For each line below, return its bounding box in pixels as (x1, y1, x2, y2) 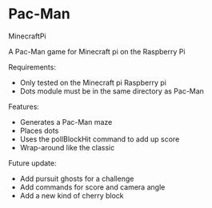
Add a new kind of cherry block (19, 190, 124, 200)
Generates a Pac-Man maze (19, 117, 113, 126)
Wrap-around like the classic (19, 142, 115, 152)
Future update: (8, 158, 57, 168)
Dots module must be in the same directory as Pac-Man (19, 86, 204, 96)
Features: (8, 102, 40, 111)
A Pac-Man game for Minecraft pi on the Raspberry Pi (8, 46, 186, 56)
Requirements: (8, 62, 56, 72)
